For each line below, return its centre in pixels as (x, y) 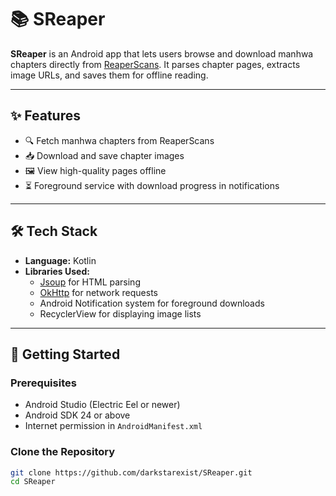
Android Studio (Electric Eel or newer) (102, 405)
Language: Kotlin (60, 260)
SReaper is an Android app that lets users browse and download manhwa (162, 53)
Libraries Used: (57, 271)
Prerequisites (43, 383)
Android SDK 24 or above (77, 415)
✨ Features (45, 116)
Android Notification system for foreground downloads (152, 303)
